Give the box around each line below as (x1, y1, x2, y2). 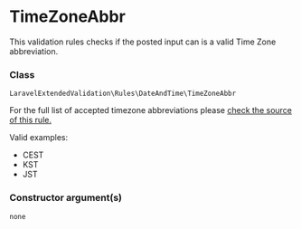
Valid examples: (9, 132, 69, 143)
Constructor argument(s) (9, 192, 122, 205)
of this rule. (9, 115, 52, 126)
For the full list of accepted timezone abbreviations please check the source (9, 105, 292, 116)
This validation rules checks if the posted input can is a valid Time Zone (9, 36, 277, 47)
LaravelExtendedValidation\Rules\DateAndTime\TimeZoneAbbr (9, 89, 237, 99)
